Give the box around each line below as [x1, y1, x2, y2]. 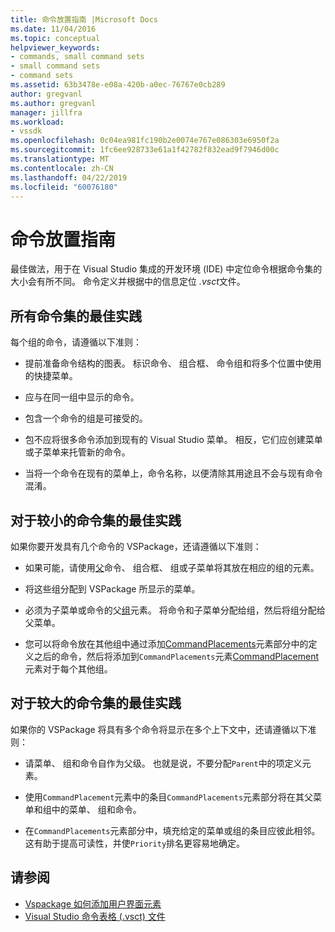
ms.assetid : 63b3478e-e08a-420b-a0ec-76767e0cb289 [10, 80, 226, 90]
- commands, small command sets [10, 52, 145, 62]
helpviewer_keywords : [10, 42, 101, 53]
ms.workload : [10, 117, 65, 127]
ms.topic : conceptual [10, 33, 101, 43]
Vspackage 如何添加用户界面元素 [24, 897, 162, 910]
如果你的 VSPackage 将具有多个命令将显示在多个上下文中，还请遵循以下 [10, 723, 308, 735]
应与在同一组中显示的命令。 [24, 391, 140, 403]
